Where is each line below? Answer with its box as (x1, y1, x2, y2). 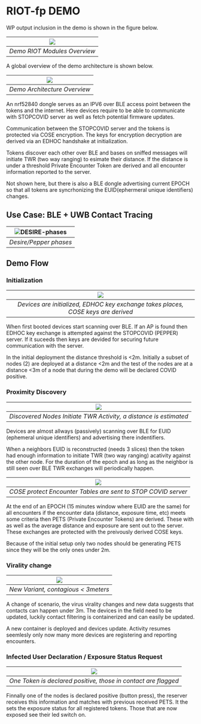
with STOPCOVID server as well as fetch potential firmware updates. (6, 113, 175, 120)
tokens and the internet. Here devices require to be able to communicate (6, 107, 185, 114)
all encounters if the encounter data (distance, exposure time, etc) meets (6, 509, 186, 516)
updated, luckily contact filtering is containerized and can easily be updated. (6, 613, 195, 621)
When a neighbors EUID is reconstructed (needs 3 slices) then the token (6, 445, 185, 452)
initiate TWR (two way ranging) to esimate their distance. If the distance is (6, 155, 188, 162)
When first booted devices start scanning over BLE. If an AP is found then (6, 323, 188, 330)
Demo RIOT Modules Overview (9, 47, 96, 55)
